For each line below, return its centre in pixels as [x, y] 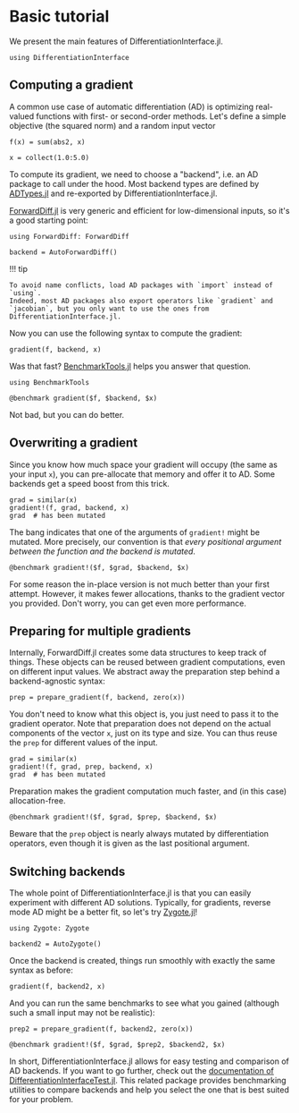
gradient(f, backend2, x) [57, 987]
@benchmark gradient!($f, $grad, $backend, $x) [100, 567]
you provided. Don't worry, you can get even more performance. [128, 603]
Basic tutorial [59, 17]
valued [22, 116]
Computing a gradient [71, 85]
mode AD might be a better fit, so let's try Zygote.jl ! [104, 912]
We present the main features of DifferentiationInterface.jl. [116, 41]
